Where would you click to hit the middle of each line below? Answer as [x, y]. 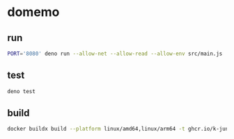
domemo [33, 12]
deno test [22, 91]
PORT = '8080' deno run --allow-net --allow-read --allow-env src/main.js [115, 54]
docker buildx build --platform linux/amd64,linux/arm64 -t [96, 129]
